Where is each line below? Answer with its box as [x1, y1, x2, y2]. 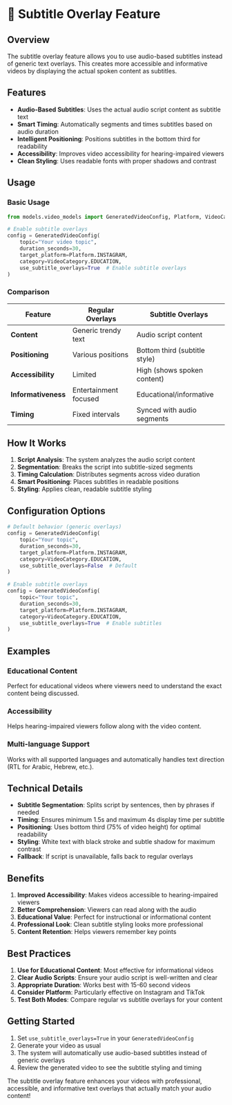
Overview [7, 34, 50, 46]
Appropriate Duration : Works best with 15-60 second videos [17, 981, 191, 989]
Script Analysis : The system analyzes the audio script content [17, 456, 195, 464]
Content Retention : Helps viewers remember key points [17, 928, 177, 936]
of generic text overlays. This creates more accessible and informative [7, 60, 208, 68]
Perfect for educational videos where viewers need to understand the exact [7, 681, 222, 690]
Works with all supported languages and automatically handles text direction [7, 755, 225, 764]
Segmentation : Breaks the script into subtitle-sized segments [17, 463, 193, 471]
